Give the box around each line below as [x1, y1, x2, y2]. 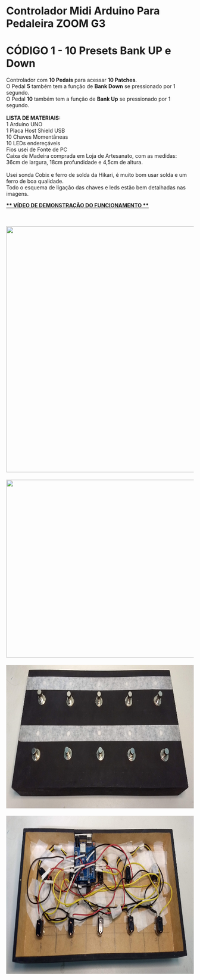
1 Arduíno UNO [6, 121, 43, 128]
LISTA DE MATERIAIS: [6, 114, 61, 121]
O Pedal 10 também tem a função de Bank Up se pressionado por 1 [6, 95, 171, 102]
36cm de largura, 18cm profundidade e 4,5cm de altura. [6, 159, 143, 166]
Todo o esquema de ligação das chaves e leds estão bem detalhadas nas [6, 184, 186, 191]
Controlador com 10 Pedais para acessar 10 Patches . [6, 76, 137, 84]
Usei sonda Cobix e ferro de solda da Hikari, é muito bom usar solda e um [6, 171, 187, 179]
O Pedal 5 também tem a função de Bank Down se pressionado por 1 [6, 83, 176, 90]
